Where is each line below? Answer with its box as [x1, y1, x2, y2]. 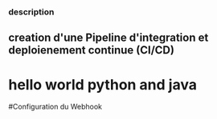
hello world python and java [8, 75, 197, 93]
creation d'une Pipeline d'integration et [8, 31, 209, 45]
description [8, 6, 55, 18]
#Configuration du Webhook [8, 102, 103, 112]
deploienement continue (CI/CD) [8, 43, 175, 58]
